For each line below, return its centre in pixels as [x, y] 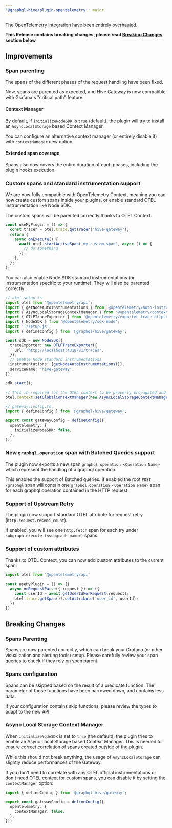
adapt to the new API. [28, 711]
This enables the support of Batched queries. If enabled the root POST [78, 479]
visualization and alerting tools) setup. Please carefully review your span [82, 656]
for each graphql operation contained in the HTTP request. [67, 490]
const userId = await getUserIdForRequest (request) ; [72, 594]
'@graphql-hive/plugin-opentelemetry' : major [55, 10]
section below [21, 40]
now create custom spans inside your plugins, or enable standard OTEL [81, 200]
